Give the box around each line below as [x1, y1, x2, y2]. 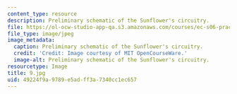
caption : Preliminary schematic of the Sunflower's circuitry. [13, 43, 203, 50]
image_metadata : [7, 37, 55, 44]
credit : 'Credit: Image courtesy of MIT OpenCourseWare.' [13, 50, 188, 57]
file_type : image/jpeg [7, 30, 74, 37]
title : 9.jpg [7, 69, 46, 76]
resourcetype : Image [7, 63, 68, 70]
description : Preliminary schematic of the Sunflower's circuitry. [7, 17, 210, 24]
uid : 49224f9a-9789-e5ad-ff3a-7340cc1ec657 [7, 76, 138, 83]
